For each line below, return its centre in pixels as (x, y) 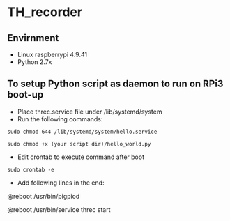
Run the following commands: (60, 119)
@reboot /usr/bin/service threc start (59, 209)
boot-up (25, 95)
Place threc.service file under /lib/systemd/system (90, 112)
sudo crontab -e (31, 169)
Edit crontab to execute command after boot (81, 157)
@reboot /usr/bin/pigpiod (44, 196)
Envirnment (33, 38)
